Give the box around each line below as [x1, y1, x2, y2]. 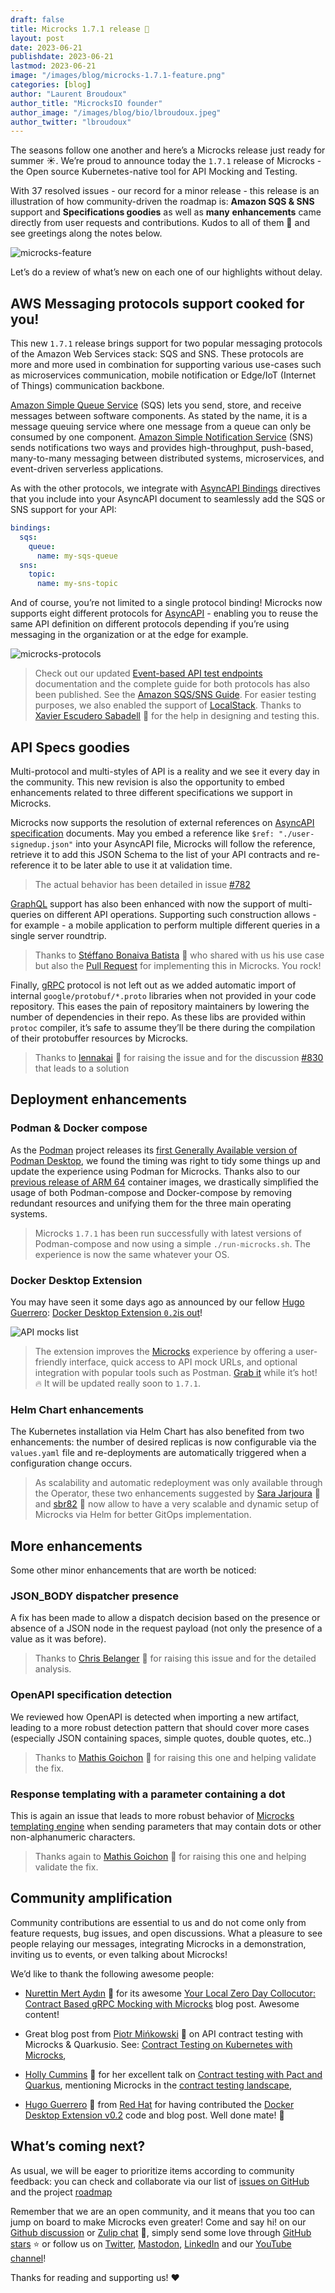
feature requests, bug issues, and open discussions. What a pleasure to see [10, 1927, 323, 1939]
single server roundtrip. [10, 930, 107, 941]
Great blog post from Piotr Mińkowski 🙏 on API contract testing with [24, 2027, 304, 2040]
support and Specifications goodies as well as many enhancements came [10, 206, 322, 218]
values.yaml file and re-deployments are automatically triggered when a [10, 1447, 307, 1459]
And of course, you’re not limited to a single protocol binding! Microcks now [10, 597, 323, 609]
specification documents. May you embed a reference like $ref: [10, 827, 275, 839]
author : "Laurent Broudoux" [10, 89, 128, 99]
